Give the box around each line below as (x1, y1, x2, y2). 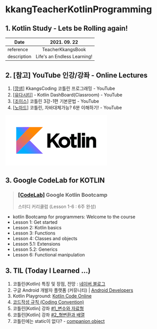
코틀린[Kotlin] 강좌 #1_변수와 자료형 (12, 305, 84, 311)
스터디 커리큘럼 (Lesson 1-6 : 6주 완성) (17, 203, 96, 209)
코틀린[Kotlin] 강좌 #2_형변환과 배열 (12, 312, 85, 318)
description (7, 54, 32, 59)
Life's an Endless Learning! (35, 54, 93, 59)
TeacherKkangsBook (42, 46, 86, 52)
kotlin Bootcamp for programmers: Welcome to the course (12, 214, 136, 220)
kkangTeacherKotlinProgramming (5, 4, 152, 15)
